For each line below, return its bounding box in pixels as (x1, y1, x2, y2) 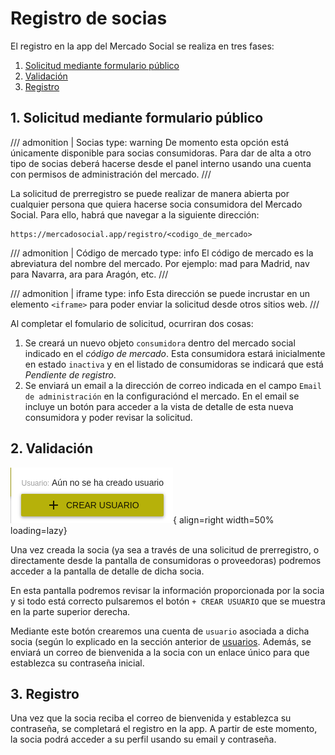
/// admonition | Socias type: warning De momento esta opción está (10, 136, 289, 148)
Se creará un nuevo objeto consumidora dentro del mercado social (24, 337, 296, 349)
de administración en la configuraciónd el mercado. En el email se (24, 390, 300, 402)
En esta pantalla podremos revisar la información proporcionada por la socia (10, 584, 325, 596)
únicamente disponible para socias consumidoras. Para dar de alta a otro (10, 147, 312, 159)
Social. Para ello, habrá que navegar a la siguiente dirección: (10, 208, 260, 221)
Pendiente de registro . (24, 368, 117, 381)
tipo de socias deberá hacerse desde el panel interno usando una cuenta (10, 157, 312, 169)
